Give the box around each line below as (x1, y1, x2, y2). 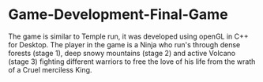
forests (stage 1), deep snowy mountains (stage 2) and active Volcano (8, 48, 236, 58)
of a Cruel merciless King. (8, 65, 92, 74)
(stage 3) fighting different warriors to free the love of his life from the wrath (8, 57, 256, 66)
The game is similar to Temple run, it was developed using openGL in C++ (8, 32, 249, 41)
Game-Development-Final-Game (8, 6, 228, 24)
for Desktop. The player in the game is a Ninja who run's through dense (8, 39, 241, 49)
